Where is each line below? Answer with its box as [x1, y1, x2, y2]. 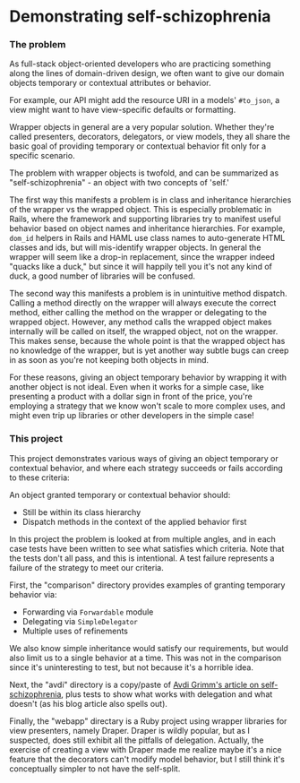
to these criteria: [9, 472, 70, 483]
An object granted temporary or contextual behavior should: [9, 489, 231, 500]
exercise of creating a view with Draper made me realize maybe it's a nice [9, 744, 282, 754]
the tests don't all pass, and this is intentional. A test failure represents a [9, 553, 275, 564]
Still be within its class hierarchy [21, 506, 141, 517]
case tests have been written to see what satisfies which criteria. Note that [9, 543, 285, 554]
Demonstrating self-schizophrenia [9, 6, 271, 27]
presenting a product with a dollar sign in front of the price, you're [9, 391, 253, 402]
